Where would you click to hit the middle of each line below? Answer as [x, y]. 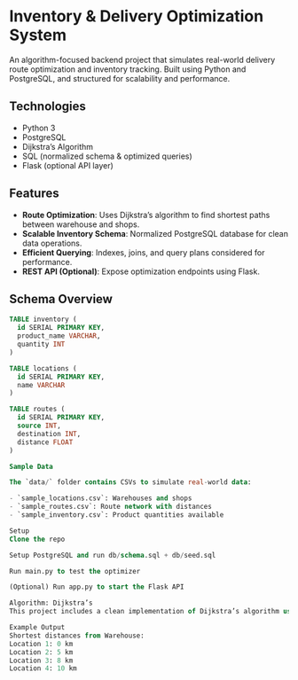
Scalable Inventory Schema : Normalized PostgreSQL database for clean [155, 233]
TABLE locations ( [43, 368]
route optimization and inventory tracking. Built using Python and [128, 69]
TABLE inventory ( [43, 320]
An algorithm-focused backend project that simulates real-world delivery [142, 59]
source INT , [39, 426]
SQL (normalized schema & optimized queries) [107, 156]
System [38, 35]
